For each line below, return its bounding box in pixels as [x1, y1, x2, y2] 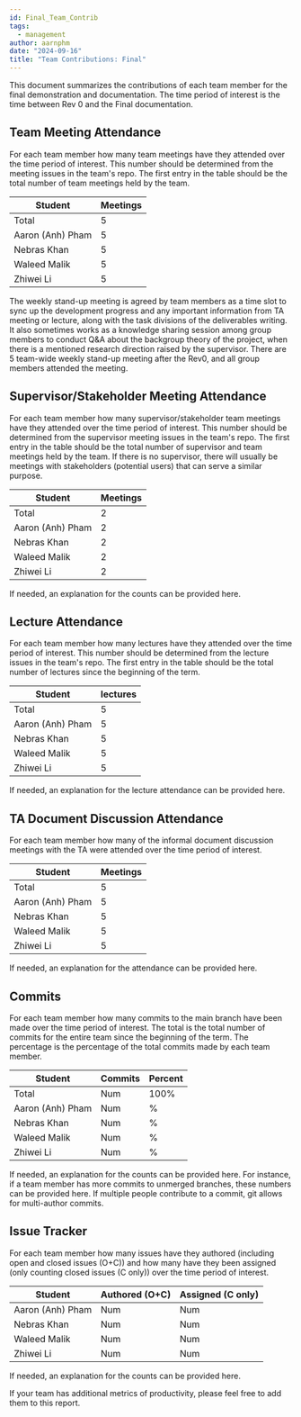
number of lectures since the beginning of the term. [9, 667, 200, 678]
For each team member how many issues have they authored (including [9, 1248, 275, 1259]
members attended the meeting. [9, 362, 128, 374]
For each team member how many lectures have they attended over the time [9, 638, 293, 649]
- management [17, 30, 66, 39]
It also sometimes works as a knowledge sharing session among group [9, 324, 272, 335]
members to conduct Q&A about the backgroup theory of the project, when [9, 334, 288, 345]
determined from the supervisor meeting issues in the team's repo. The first [9, 431, 290, 442]
